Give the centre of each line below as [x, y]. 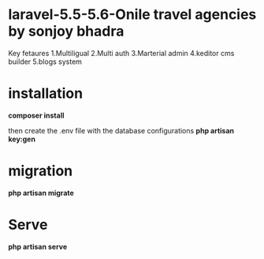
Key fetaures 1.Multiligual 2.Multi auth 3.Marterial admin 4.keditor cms [121, 53]
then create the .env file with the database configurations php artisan [121, 130]
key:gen [22, 139]
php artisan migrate [41, 193]
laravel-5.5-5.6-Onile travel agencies [132, 15]
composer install [36, 115]
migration [41, 171]
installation [46, 94]
